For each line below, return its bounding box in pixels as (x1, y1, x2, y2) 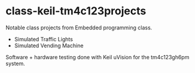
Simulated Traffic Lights (14, 35, 73, 42)
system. (5, 60, 25, 67)
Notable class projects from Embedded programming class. (5, 24, 153, 31)
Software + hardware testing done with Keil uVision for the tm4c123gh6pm (5, 53, 190, 60)
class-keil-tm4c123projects (5, 4, 147, 18)
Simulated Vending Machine (14, 42, 84, 49)
